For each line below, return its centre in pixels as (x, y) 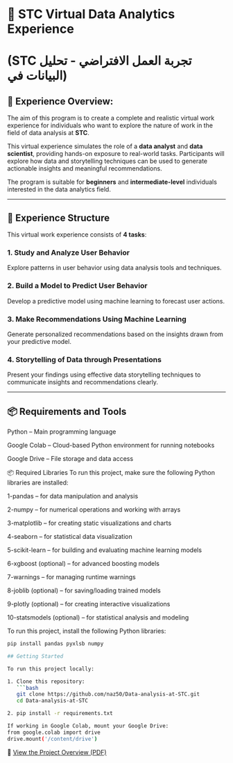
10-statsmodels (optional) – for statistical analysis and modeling (98, 618)
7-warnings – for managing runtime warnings (72, 577)
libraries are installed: (38, 482)
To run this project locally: (51, 669)
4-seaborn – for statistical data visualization (70, 536)
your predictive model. (39, 341)
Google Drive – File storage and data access (70, 458)
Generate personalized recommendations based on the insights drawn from (115, 334)
